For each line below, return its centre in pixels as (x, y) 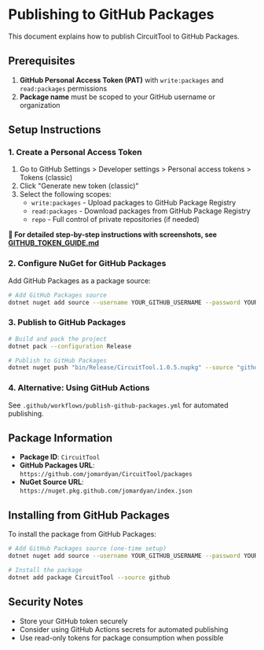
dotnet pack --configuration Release (70, 346)
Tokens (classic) (46, 178)
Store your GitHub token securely (73, 621)
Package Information (60, 438)
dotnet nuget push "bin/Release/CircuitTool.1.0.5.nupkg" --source (121, 367)
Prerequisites (42, 61)
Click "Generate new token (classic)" (79, 186)
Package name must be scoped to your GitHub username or (117, 97)
